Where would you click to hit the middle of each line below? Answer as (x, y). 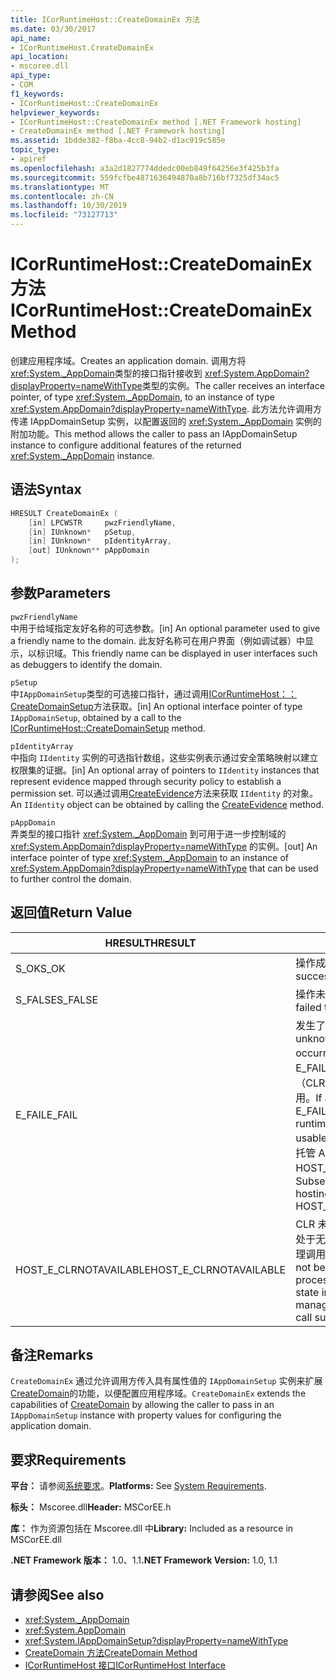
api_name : (31, 38)
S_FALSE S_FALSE (57, 999)
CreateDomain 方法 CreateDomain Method (111, 1653)
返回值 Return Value (71, 912)
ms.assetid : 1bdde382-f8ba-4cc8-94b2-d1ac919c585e (118, 141)
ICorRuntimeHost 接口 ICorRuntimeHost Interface (125, 1665)
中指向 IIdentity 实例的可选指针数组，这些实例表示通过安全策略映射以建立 (164, 757)
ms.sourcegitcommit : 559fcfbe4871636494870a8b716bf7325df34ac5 (145, 177)
